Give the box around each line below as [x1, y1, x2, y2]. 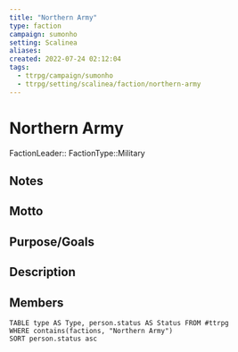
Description [9, 264, 76, 280]
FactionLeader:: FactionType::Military [9, 147, 145, 158]
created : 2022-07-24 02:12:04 [9, 54, 122, 63]
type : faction [9, 21, 62, 30]
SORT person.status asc [9, 334, 98, 343]
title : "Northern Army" [9, 13, 98, 22]
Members [9, 295, 64, 310]
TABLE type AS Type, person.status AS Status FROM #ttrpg [9, 318, 229, 327]
